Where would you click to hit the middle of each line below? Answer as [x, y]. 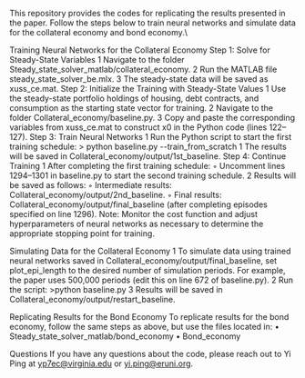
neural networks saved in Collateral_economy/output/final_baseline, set [143, 261]
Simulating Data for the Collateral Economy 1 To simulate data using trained [150, 251]
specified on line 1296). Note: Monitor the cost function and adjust [133, 214]
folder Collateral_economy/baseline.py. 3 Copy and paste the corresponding [152, 118]
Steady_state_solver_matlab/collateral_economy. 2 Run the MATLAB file [143, 69]
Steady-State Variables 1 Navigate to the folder [97, 60]
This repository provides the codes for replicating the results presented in [147, 13]
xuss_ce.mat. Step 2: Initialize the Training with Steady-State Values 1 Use [148, 89]
